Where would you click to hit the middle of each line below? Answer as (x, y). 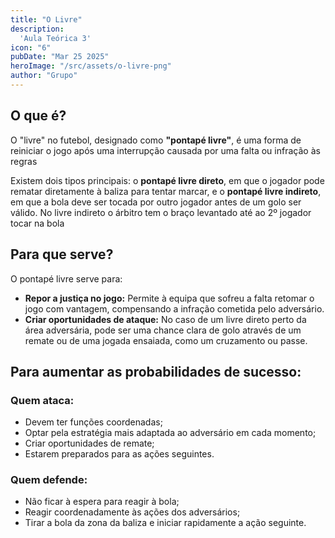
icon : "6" (31, 47)
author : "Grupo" (44, 76)
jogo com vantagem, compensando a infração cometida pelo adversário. (174, 308)
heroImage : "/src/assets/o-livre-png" (91, 66)
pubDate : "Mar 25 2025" (60, 57)
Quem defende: (49, 480)
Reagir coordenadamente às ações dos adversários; (132, 512)
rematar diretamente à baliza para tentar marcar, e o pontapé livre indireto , (166, 191)
